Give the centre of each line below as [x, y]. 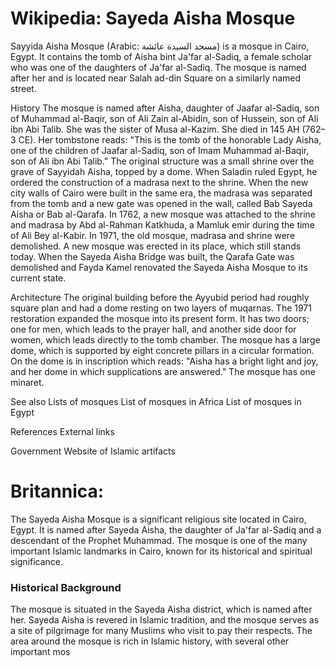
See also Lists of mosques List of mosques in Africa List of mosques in [156, 401]
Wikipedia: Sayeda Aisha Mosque [153, 18]
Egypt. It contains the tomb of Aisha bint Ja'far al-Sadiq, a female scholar [161, 56]
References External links [62, 431]
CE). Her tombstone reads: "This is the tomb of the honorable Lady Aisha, [170, 139]
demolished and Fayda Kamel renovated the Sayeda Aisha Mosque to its [159, 267]
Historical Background [66, 587]
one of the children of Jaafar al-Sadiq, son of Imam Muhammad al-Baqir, [160, 150]
